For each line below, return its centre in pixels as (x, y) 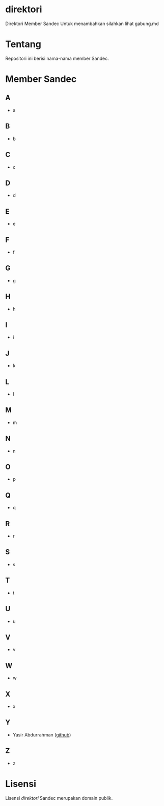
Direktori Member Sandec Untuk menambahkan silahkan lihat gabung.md (82, 24)
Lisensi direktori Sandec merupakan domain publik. (59, 798)
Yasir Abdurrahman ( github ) (42, 734)
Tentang (23, 44)
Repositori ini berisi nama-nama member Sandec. (57, 58)
